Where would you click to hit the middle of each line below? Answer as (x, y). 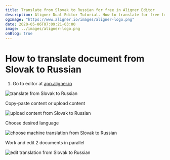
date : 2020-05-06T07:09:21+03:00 (40, 24)
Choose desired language (32, 123)
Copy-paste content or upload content (45, 103)
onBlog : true (19, 34)
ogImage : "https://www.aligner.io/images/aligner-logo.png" (70, 19)
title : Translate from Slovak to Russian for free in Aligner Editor (80, 10)
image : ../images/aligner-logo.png (43, 29)
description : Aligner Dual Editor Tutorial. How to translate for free (82, 15)
